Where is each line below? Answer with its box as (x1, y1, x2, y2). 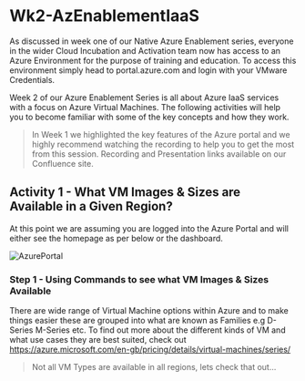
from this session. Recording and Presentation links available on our (31, 148, 287, 160)
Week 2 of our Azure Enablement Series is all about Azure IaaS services (9, 92, 280, 103)
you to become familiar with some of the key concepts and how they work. (9, 111, 290, 122)
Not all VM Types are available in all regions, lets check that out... (31, 362, 277, 373)
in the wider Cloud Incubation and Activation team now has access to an (9, 45, 280, 56)
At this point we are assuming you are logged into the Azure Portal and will (9, 222, 290, 233)
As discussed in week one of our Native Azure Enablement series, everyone (9, 36, 294, 46)
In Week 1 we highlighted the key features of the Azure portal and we (31, 129, 290, 139)
